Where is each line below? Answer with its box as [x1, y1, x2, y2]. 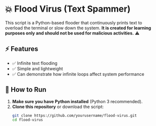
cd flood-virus [12, 118, 43, 123]
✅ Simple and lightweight [12, 66, 63, 72]
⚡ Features [5, 45, 39, 53]
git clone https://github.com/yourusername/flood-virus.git [12, 113, 137, 118]
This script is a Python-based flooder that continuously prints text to [5, 19, 142, 25]
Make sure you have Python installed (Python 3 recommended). [12, 98, 143, 104]
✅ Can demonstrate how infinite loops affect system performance [12, 71, 145, 77]
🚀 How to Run [5, 86, 47, 94]
